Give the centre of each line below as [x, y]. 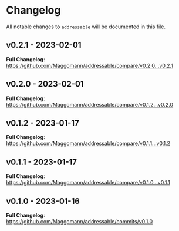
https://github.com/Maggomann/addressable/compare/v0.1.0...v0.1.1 [88, 183]
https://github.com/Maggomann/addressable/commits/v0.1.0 [80, 221]
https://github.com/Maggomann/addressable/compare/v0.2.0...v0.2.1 [89, 65]
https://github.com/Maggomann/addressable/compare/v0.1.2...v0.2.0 [90, 104]
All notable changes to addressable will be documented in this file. [86, 27]
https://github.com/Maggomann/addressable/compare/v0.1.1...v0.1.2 [88, 143]
